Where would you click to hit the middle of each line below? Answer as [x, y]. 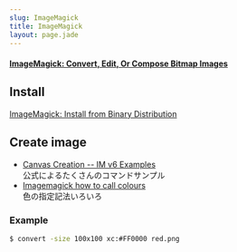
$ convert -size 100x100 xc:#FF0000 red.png [95, 238]
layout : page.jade [44, 34]
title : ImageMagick [46, 26]
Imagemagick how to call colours [84, 185]
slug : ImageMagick [44, 18]
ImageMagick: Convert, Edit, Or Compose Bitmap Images [119, 63]
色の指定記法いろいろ [62, 196]
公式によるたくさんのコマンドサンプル [94, 175]
